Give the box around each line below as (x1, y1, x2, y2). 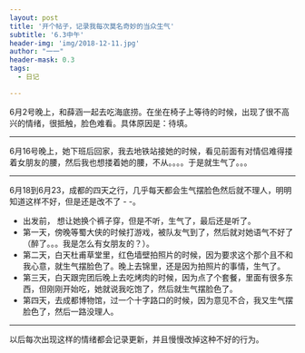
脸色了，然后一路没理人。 (22, 306, 119, 317)
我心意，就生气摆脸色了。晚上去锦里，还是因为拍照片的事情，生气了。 (22, 260, 286, 271)
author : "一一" (9, 47, 64, 56)
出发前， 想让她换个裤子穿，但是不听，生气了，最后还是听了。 (22, 215, 256, 226)
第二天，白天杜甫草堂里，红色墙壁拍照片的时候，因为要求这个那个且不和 (22, 249, 293, 260)
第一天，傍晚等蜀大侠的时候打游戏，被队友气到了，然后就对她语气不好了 (22, 226, 293, 237)
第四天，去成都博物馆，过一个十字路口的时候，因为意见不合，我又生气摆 (22, 294, 293, 305)
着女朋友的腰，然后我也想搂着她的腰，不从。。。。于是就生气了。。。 (9, 156, 252, 168)
